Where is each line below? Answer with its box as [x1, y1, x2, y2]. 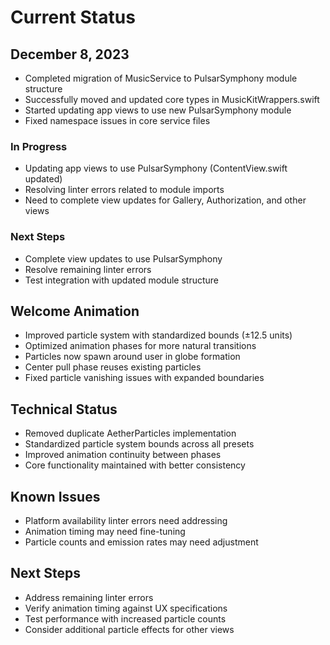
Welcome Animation [10, 302, 140, 320]
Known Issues [10, 488, 101, 505]
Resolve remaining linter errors [24, 263, 152, 275]
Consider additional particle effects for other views [24, 623, 235, 635]
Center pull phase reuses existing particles [24, 361, 202, 373]
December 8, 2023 [10, 46, 130, 63]
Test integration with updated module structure [24, 274, 219, 286]
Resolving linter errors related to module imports [24, 184, 225, 196]
